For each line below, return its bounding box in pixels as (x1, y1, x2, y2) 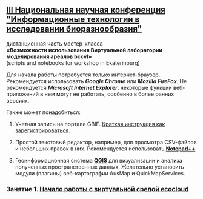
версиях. (6, 96, 30, 104)
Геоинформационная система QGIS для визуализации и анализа (15, 157, 183, 164)
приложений (6, 90, 39, 98)
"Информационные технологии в (6, 15, 140, 25)
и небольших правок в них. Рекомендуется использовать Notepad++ (15, 145, 196, 152)
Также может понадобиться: (6, 109, 81, 116)
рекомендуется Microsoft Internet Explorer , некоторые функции (6, 84, 172, 91)
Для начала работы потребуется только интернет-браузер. (6, 71, 161, 78)
